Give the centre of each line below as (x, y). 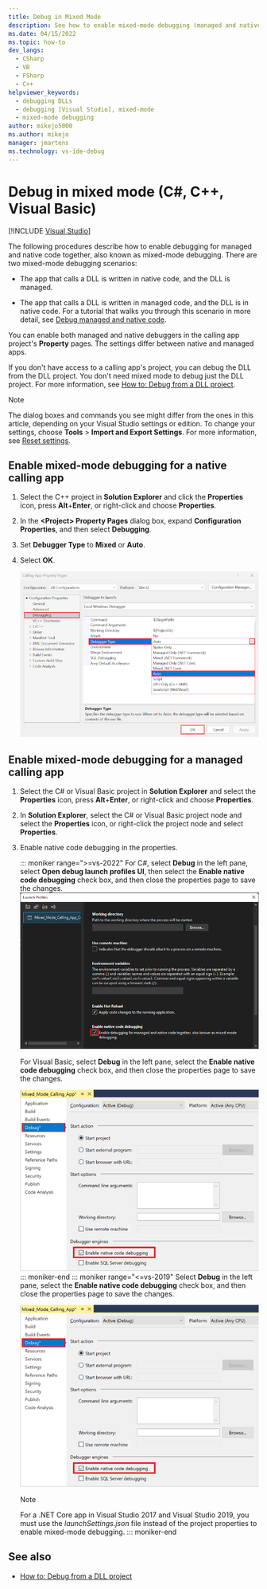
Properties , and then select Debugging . (85, 529)
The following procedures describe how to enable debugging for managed (130, 246)
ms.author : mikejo (39, 135)
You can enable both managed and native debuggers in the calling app (124, 335)
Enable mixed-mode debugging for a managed (126, 760)
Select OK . (37, 560)
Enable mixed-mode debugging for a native (118, 465)
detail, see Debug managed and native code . (93, 320)
